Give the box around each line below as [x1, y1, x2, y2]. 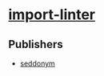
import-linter [8, 6, 96, 24]
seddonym [19, 58, 56, 68]
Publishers [8, 38, 63, 51]
